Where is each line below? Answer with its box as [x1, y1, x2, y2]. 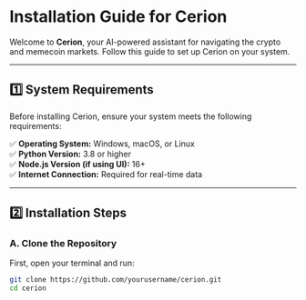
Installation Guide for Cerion [9, 6, 228, 27]
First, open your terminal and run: [9, 257, 135, 269]
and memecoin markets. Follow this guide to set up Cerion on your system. [9, 45, 291, 56]
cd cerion [9, 284, 47, 293]
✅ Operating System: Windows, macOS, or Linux [9, 138, 196, 149]
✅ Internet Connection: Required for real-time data [9, 168, 203, 179]
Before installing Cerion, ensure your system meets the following [9, 111, 252, 122]
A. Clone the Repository [9, 237, 117, 250]
